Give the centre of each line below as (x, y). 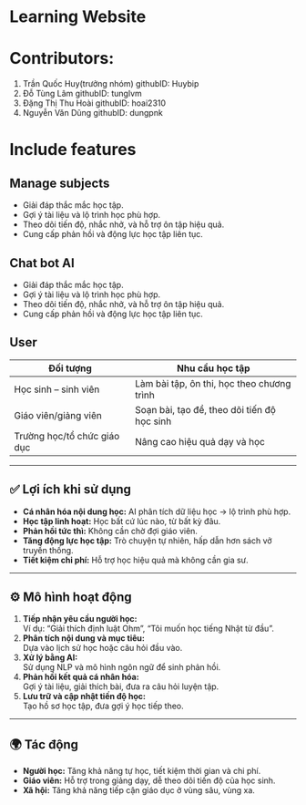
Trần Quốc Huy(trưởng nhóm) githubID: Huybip (111, 84)
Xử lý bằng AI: (50, 657)
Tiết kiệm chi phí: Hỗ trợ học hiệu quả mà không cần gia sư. (135, 560)
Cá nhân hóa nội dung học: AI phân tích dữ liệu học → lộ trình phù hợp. (157, 511)
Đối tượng (71, 368)
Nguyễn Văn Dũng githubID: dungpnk (93, 113)
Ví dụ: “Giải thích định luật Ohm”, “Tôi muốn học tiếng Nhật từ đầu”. (148, 629)
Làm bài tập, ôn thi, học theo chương (213, 383)
